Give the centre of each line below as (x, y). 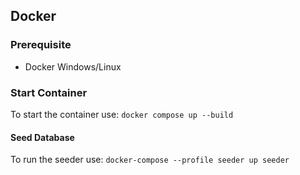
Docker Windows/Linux (73, 66)
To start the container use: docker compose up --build (122, 114)
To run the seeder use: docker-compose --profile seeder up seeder (150, 160)
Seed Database (42, 137)
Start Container (49, 92)
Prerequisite (41, 45)
